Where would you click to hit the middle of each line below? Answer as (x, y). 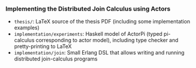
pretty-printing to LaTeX (43, 46)
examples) (27, 28)
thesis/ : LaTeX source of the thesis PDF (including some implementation (102, 22)
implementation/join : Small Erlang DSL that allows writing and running (99, 53)
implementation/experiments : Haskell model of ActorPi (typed (88, 34)
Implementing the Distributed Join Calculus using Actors (88, 9)
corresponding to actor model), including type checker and (107, 40)
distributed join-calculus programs (56, 59)
